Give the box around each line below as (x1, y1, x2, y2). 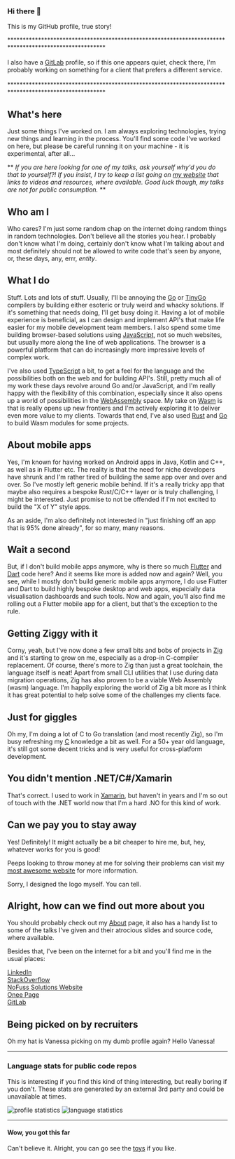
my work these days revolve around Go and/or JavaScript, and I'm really (7, 381, 215, 390)
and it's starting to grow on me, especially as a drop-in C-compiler (7, 654, 199, 662)
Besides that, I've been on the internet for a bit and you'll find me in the (7, 947, 212, 955)
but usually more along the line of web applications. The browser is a (7, 338, 206, 346)
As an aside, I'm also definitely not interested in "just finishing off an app (7, 516, 216, 524)
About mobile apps (7, 439, 92, 451)
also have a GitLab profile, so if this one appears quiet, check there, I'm (10, 58, 216, 67)
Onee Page (7, 991, 40, 999)
